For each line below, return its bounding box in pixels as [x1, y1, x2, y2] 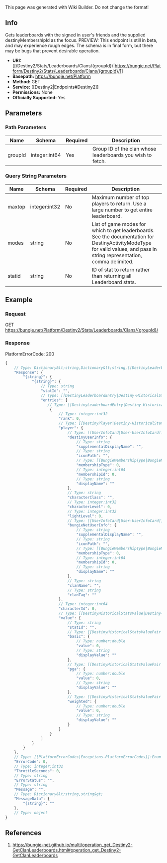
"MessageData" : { [14, 796, 50, 802]
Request [5, 311, 26, 318]
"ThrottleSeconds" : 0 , [14, 768, 61, 773]
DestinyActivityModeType [91, 239, 152, 246]
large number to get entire [91, 206, 153, 213]
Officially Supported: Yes [12, 94, 66, 100]
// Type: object [14, 810, 48, 815]
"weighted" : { [67, 699, 97, 704]
